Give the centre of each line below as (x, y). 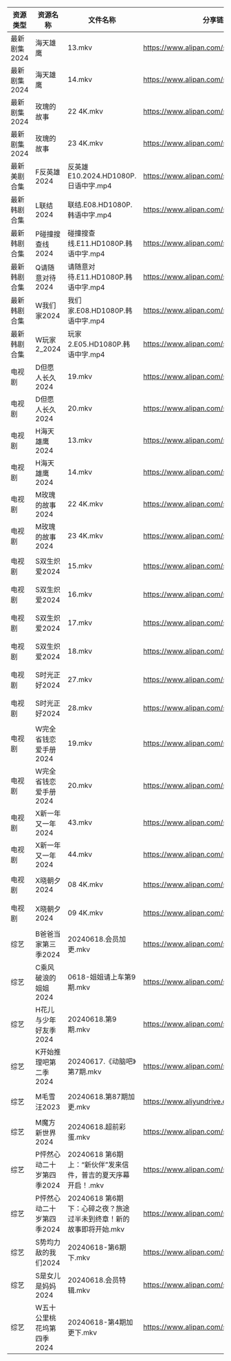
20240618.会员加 (97, 939)
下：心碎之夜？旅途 (99, 1208)
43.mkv (80, 822)
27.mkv (80, 679)
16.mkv (80, 594)
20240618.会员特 (97, 1280)
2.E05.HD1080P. (96, 344)
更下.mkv (82, 1332)
